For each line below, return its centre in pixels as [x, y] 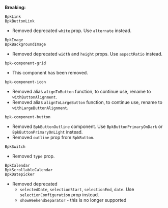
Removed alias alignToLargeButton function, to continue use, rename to [87, 102]
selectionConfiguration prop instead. [59, 195]
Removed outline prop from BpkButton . [53, 137]
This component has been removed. [50, 73]
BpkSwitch [15, 147]
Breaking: [15, 7]
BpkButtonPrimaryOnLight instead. [47, 132]
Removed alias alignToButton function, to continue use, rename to [81, 92]
